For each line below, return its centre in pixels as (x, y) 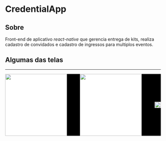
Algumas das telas (34, 60)
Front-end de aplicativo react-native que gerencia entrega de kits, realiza (80, 39)
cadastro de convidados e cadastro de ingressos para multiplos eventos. (79, 45)
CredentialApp (36, 9)
